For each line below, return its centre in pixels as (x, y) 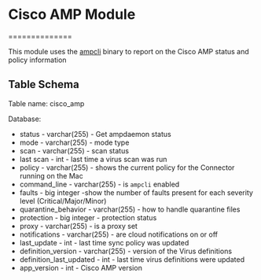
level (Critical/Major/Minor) (63, 201)
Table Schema (44, 85)
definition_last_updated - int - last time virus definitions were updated (132, 259)
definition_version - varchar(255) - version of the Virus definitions (126, 251)
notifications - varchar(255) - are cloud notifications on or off (119, 234)
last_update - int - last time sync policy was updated (104, 242)
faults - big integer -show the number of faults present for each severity (136, 192)
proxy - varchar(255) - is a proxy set (78, 226)
